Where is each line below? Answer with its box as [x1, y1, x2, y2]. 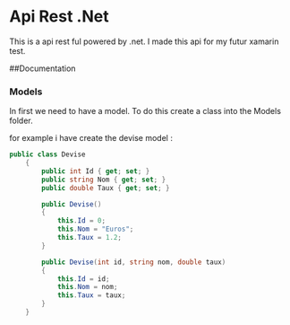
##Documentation [9, 63, 76, 74]
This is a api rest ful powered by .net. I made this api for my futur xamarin [9, 36, 279, 47]
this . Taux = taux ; [56, 291, 126, 300]
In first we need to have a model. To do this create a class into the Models [9, 106, 282, 117]
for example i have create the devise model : [9, 133, 173, 144]
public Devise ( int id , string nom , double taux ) [41, 258, 226, 267]
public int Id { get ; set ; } [41, 166, 150, 176]
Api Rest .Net [9, 6, 109, 27]
